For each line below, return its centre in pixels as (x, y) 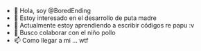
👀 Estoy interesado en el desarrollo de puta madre (85, 18)
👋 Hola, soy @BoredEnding (52, 11)
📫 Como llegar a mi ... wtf (51, 40)
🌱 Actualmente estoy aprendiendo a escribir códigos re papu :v (104, 25)
